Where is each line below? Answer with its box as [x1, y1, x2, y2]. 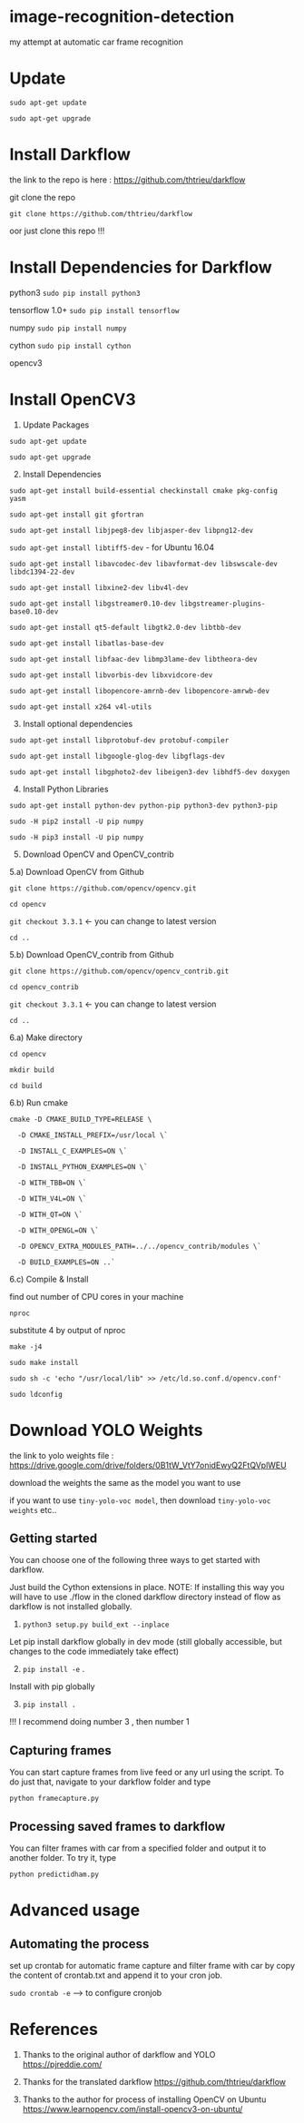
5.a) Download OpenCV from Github [9, 866, 145, 877]
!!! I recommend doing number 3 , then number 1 [9, 1716, 190, 1727]
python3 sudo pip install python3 [9, 287, 141, 298]
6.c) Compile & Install [9, 1273, 89, 1284]
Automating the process [9, 1936, 150, 1951]
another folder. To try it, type [9, 1853, 116, 1863]
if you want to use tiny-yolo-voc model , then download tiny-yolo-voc [9, 1495, 271, 1506]
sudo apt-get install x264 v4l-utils [9, 702, 152, 712]
